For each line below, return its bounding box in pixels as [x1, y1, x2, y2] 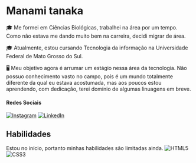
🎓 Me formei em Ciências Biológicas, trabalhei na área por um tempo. [6, 24, 178, 31]
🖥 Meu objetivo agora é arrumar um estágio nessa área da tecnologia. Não [6, 64, 187, 71]
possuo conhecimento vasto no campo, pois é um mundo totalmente [6, 72, 173, 80]
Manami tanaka [6, 4, 84, 18]
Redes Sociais [6, 99, 42, 106]
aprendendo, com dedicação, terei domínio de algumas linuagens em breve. [6, 85, 191, 92]
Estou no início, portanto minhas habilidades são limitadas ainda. [6, 144, 164, 151]
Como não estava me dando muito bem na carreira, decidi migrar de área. [6, 32, 186, 39]
